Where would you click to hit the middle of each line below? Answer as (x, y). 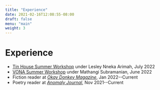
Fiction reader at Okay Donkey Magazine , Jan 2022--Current (75, 77)
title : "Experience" (27, 10)
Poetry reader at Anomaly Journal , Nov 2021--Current (68, 83)
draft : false (19, 19)
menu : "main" (19, 24)
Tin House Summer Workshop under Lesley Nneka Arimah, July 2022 (83, 67)
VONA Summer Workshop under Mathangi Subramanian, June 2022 (82, 72)
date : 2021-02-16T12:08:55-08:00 (40, 14)
